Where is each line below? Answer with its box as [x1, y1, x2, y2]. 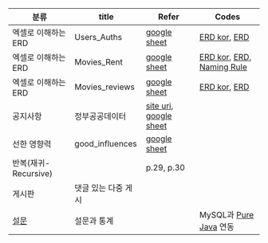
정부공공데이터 [74, 111, 126, 122]
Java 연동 [199, 221, 235, 232]
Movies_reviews [74, 81, 136, 92]
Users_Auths [74, 32, 122, 42]
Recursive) [12, 168, 53, 178]
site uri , [145, 100, 174, 111]
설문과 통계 [74, 215, 114, 226]
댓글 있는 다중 [74, 182, 124, 194]
